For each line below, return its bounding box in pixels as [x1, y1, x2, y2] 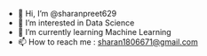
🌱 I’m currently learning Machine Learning [17, 27, 171, 37]
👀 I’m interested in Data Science [17, 17, 135, 28]
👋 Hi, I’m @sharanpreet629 [17, 9, 117, 18]
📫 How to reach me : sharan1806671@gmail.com [17, 37, 198, 47]
